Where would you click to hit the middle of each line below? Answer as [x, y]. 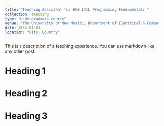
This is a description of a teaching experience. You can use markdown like [80, 46]
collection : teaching [27, 14]
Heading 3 [26, 116]
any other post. [20, 51]
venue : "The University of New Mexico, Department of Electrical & [75, 23]
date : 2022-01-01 [23, 28]
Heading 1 [26, 71]
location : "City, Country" [32, 32]
